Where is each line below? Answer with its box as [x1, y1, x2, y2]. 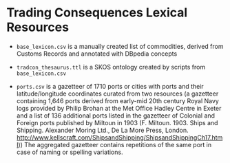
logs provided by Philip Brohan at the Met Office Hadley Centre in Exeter [16, 104, 222, 112]
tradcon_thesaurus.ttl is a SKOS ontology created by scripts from [16, 63, 206, 71]
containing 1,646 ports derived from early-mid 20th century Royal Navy [16, 96, 220, 105]
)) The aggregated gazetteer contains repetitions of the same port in [18, 140, 211, 149]
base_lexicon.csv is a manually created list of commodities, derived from [16, 42, 224, 50]
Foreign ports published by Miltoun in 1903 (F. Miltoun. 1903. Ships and [16, 118, 218, 127]
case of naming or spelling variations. [16, 148, 123, 156]
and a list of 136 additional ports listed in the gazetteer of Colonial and [16, 111, 215, 120]
